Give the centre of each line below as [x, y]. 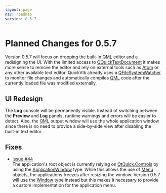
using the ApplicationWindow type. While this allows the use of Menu [83, 169]
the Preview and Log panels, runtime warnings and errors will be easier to [81, 116]
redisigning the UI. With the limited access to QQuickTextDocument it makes [83, 62]
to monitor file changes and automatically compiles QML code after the [77, 78]
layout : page [19, 10]
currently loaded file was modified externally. [51, 83]
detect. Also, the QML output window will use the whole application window [82, 121]
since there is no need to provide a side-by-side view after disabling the [78, 126]
